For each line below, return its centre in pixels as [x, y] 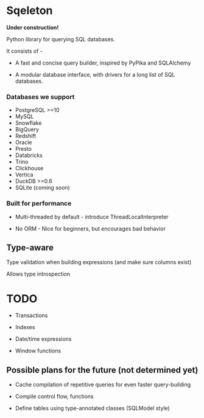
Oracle [23, 142]
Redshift [26, 136]
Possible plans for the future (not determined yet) [102, 370]
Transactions [31, 315]
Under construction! [33, 27]
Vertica [24, 175]
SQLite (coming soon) [42, 188]
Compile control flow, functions [55, 397]
